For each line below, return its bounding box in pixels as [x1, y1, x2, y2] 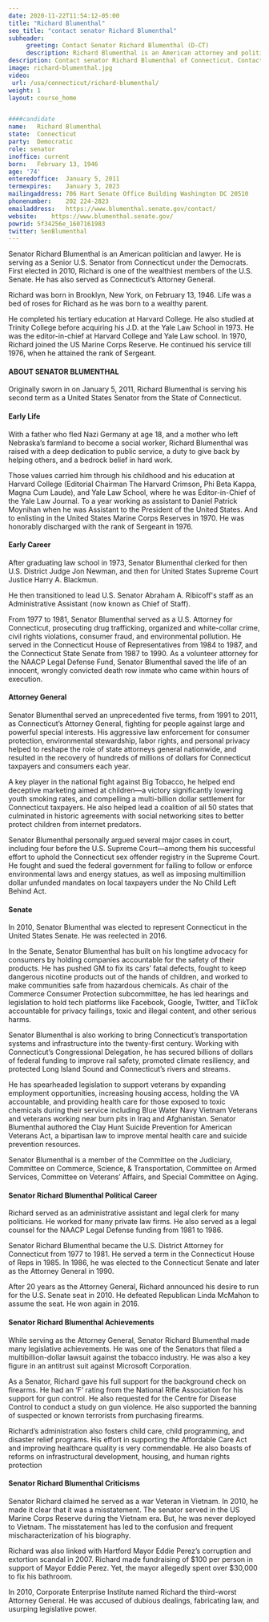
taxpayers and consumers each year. [8, 761, 130, 771]
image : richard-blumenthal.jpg [8, 64, 113, 72]
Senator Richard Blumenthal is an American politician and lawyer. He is [8, 249, 242, 259]
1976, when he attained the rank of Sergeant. [8, 348, 157, 358]
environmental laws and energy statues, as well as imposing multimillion [8, 870, 246, 879]
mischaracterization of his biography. [8, 1530, 131, 1540]
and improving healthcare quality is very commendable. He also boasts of [8, 1443, 252, 1453]
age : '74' [8, 168, 42, 176]
